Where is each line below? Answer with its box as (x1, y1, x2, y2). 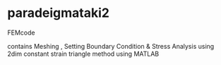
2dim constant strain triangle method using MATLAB (7, 49, 160, 58)
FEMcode (7, 28, 35, 37)
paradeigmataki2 (7, 5, 109, 21)
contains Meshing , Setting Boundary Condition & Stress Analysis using (7, 42, 215, 50)
